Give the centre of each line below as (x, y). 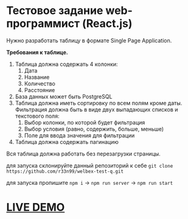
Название (37, 77)
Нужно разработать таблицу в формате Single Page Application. (89, 40)
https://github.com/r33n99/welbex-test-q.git (65, 171)
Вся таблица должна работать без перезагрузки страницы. (84, 154)
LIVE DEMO (36, 207)
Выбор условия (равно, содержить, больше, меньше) (94, 129)
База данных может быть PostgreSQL (64, 96)
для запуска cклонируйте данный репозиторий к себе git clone (90, 165)
